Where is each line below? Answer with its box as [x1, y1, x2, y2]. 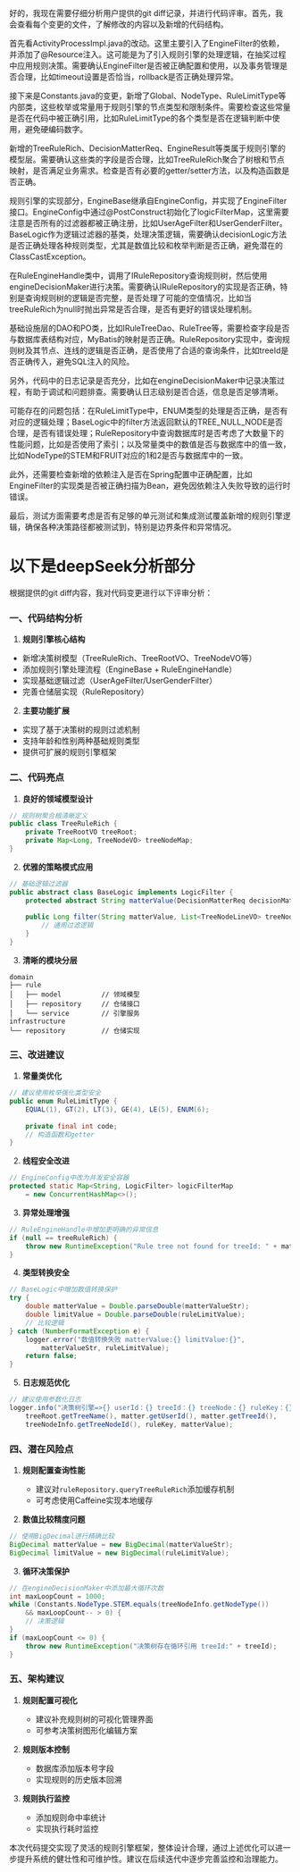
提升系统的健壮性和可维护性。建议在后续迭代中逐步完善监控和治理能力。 [16, 1853, 283, 1864]
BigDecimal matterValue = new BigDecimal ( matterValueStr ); [9, 1540, 234, 1549]
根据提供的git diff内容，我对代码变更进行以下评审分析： [9, 587, 213, 598]
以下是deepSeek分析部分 [9, 557, 196, 576]
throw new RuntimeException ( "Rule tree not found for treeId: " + [25, 1241, 278, 1251]
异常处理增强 [21, 1207, 70, 1218]
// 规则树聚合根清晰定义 [9, 811, 88, 820]
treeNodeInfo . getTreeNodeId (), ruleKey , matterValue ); [25, 1420, 234, 1429]
